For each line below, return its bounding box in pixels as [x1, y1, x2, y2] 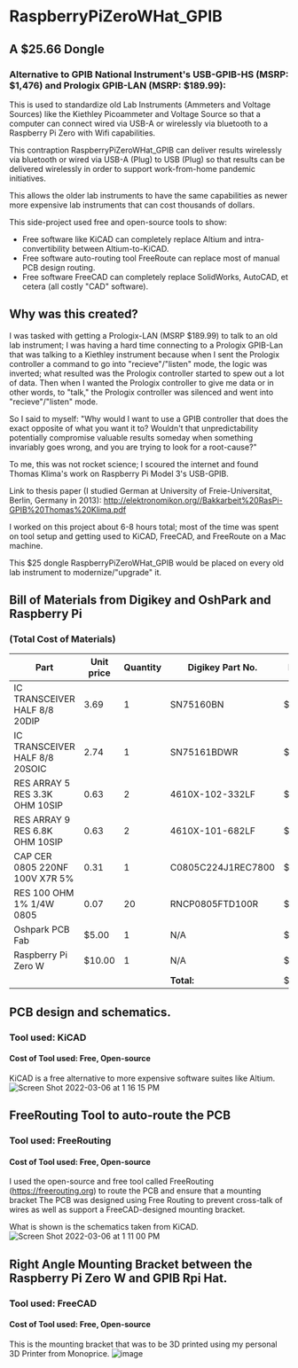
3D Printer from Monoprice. [9, 1348, 110, 1358]
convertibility [21, 243, 70, 254]
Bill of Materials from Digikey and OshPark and [9, 592, 272, 608]
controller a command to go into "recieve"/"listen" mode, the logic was [9, 358, 268, 369]
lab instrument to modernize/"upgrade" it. [9, 567, 162, 577]
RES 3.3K [13, 788, 53, 801]
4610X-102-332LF [169, 788, 255, 801]
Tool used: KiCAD [9, 1031, 87, 1044]
